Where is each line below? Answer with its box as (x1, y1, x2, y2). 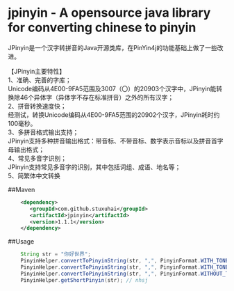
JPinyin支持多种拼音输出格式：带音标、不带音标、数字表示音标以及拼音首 (8, 136, 217, 145)
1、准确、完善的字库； (8, 75, 72, 84)
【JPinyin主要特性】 (8, 67, 65, 75)
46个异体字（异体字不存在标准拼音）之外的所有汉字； (19, 93, 174, 102)
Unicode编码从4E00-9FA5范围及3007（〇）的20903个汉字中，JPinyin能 (8, 84, 217, 93)
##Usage (8, 237, 35, 246)
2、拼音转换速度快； (8, 102, 67, 110)
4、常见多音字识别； (8, 154, 67, 162)
